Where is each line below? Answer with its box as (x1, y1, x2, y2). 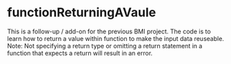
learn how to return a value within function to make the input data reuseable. (7, 34, 224, 42)
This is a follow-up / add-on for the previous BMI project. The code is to (7, 27, 212, 35)
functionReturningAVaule (7, 5, 157, 20)
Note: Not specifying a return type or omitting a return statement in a (7, 42, 203, 50)
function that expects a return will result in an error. (7, 49, 153, 57)
